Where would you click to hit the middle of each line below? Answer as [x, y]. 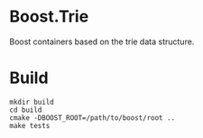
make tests [30, 125]
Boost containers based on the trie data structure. [102, 41]
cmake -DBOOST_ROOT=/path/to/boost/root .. [92, 118]
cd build [26, 110]
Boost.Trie [49, 17]
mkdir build [32, 102]
